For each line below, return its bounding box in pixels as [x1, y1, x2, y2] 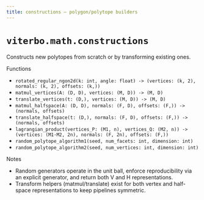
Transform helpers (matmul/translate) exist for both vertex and [15, 180, 173, 187]
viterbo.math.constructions [6, 35, 149, 46]
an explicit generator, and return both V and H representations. [15, 173, 173, 180]
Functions [6, 65, 32, 72]
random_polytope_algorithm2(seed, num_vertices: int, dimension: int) [15, 145, 199, 151]
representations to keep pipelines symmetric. [32, 187, 146, 194]
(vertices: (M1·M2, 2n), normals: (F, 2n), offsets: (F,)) [15, 132, 169, 138]
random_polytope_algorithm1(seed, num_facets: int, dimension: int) [15, 138, 194, 144]
